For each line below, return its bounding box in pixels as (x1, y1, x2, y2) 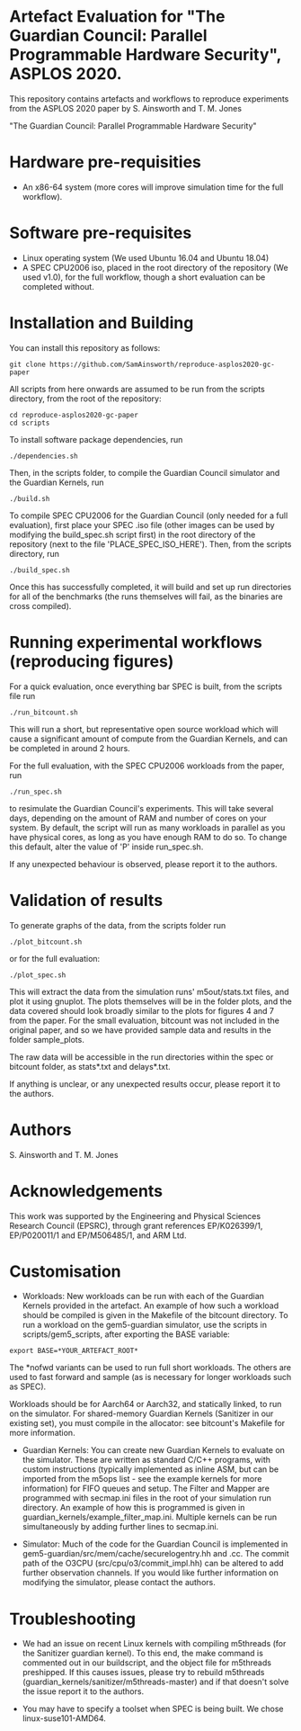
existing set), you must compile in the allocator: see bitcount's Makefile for (9, 1418, 286, 1429)
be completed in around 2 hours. (9, 742, 130, 753)
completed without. (22, 281, 94, 291)
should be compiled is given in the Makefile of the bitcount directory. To (22, 1310, 289, 1321)
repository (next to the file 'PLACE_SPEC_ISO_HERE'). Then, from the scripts (9, 538, 292, 550)
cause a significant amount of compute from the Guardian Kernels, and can (9, 733, 288, 744)
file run (9, 690, 36, 701)
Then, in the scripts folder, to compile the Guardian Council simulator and (9, 467, 280, 478)
